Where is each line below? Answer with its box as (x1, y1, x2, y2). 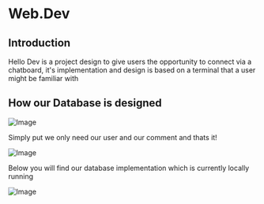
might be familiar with (8, 74, 79, 83)
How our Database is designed (8, 96, 162, 110)
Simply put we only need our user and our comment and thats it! (8, 132, 217, 142)
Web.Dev (8, 5, 70, 23)
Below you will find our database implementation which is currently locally (8, 163, 250, 172)
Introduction (8, 36, 71, 50)
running (8, 171, 34, 181)
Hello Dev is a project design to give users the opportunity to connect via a (8, 57, 252, 66)
